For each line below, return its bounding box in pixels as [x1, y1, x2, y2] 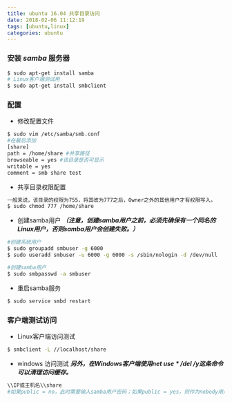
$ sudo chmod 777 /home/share [7, 203, 95, 210]
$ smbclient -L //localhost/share [7, 346, 107, 353]
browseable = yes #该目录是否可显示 [7, 156, 105, 163]
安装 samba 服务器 [7, 53, 70, 63]
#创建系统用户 [7, 239, 41, 246]
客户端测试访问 [7, 315, 57, 325]
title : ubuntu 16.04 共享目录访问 [7, 10, 100, 17]
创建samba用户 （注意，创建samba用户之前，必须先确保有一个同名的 [17, 216, 216, 224]
